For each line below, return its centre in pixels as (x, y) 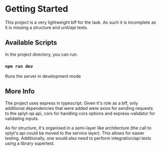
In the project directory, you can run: (41, 54)
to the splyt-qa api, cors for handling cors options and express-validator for (80, 113)
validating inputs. (22, 118)
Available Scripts (31, 43)
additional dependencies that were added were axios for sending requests (79, 108)
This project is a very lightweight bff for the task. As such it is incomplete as (80, 22)
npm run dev (19, 66)
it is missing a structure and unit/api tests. (47, 27)
